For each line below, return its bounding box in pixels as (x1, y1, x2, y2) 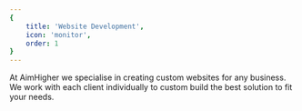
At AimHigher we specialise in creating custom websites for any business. (9, 72, 287, 83)
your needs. (9, 92, 55, 103)
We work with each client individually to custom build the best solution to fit (9, 82, 293, 93)
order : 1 (25, 38, 59, 48)
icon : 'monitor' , (25, 30, 92, 39)
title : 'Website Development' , (25, 22, 145, 31)
